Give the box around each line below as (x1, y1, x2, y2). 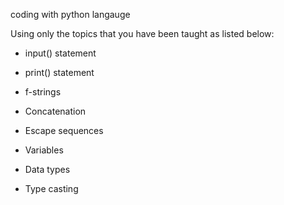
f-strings (24, 86, 62, 98)
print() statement (24, 67, 95, 78)
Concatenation (24, 105, 87, 117)
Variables (24, 144, 64, 156)
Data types (24, 164, 71, 175)
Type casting (24, 183, 79, 194)
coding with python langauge (10, 9, 131, 20)
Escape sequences (24, 125, 104, 136)
